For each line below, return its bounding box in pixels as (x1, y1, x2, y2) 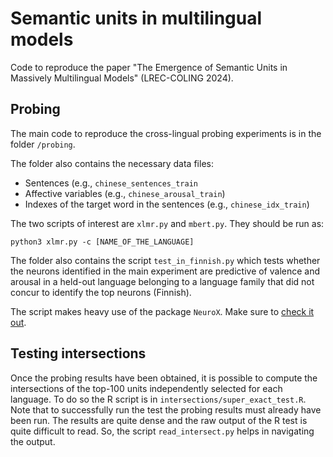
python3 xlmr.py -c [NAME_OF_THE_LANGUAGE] (10, 237, 195, 247)
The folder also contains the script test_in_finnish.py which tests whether (10, 254, 321, 266)
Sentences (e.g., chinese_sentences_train (24, 177, 198, 189)
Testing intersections (10, 345, 147, 362)
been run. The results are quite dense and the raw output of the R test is (10, 414, 308, 426)
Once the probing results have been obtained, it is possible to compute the (10, 372, 318, 384)
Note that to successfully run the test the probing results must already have (10, 403, 322, 416)
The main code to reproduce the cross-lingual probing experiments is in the (10, 127, 322, 139)
